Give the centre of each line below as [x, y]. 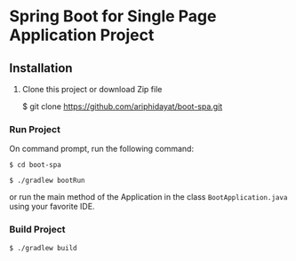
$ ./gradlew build [43, 248]
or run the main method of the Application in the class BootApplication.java [148, 197]
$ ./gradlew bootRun [48, 181]
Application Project [82, 35]
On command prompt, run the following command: [101, 149]
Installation [41, 68]
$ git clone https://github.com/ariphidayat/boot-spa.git [122, 107]
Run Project [35, 129]
